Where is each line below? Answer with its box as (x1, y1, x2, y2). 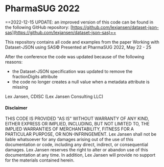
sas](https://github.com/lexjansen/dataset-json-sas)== (5, 29, 117, 35)
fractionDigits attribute (12, 73, 58, 79)
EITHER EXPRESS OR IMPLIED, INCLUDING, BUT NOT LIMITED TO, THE (5, 121, 150, 127)
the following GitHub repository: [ (5, 24, 72, 30)
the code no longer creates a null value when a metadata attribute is (12, 79, 150, 85)
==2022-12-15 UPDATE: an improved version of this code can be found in (5, 19, 153, 25)
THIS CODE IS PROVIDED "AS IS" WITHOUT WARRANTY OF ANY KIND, (5, 116, 149, 121)
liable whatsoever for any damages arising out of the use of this (5, 137, 134, 143)
